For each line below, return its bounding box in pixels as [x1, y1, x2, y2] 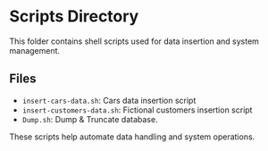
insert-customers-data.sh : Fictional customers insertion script [21, 105, 253, 115]
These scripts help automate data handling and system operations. [9, 131, 255, 142]
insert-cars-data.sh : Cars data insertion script [21, 95, 197, 105]
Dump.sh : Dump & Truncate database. [21, 113, 158, 124]
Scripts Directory [9, 6, 139, 27]
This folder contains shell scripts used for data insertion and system [9, 36, 259, 46]
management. [9, 45, 61, 55]
